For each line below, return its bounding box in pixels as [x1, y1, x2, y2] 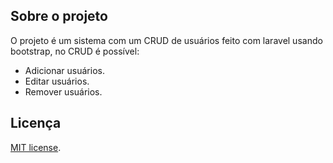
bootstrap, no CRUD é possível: [10, 45, 140, 57]
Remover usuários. [24, 85, 103, 98]
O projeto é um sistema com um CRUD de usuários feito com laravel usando [10, 34, 323, 46]
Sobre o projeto [10, 8, 108, 25]
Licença [10, 115, 62, 132]
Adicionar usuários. [24, 64, 105, 76]
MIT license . [10, 141, 62, 153]
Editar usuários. [24, 75, 90, 87]
